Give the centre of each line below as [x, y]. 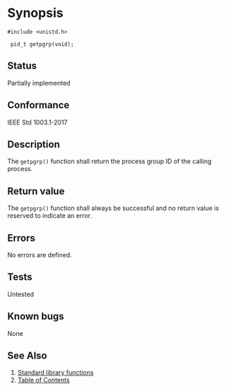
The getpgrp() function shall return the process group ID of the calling [109, 161]
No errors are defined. [40, 255]
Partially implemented [39, 83]
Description [34, 144]
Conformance [38, 105]
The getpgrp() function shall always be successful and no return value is [113, 208]
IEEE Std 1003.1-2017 [38, 122]
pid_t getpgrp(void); [42, 44]
